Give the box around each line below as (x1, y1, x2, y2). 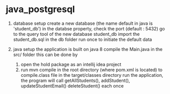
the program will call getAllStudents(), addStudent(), (20, 77, 130, 83)
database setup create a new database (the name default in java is (13, 20, 153, 26)
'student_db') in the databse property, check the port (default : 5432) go (13, 25, 165, 31)
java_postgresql (6, 4, 75, 15)
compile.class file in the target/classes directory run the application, (20, 72, 163, 78)
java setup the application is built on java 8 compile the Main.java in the (13, 46, 163, 52)
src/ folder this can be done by (13, 52, 78, 58)
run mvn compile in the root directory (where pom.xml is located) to (20, 67, 162, 73)
